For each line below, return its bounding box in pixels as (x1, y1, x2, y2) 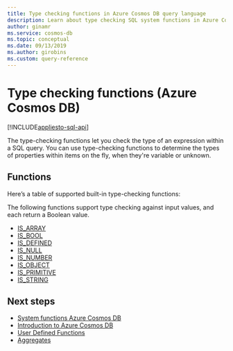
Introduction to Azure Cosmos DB (17, 321, 114, 329)
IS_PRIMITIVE (17, 268, 57, 276)
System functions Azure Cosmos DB (17, 314, 121, 323)
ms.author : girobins (7, 49, 67, 56)
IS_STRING (17, 275, 49, 284)
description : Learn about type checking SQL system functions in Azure (7, 17, 218, 24)
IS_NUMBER (17, 253, 53, 262)
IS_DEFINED (17, 239, 53, 247)
